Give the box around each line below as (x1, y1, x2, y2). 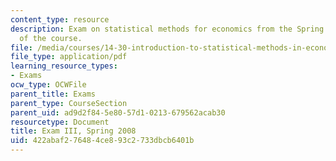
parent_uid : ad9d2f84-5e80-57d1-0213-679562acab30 (10, 107, 226, 118)
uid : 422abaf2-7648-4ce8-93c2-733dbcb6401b (10, 136, 195, 146)
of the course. (19, 33, 83, 43)
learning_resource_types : (10, 61, 118, 71)
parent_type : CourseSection (10, 98, 128, 108)
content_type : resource (10, 14, 110, 25)
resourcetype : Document (10, 117, 110, 127)
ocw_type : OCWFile (10, 80, 87, 90)
